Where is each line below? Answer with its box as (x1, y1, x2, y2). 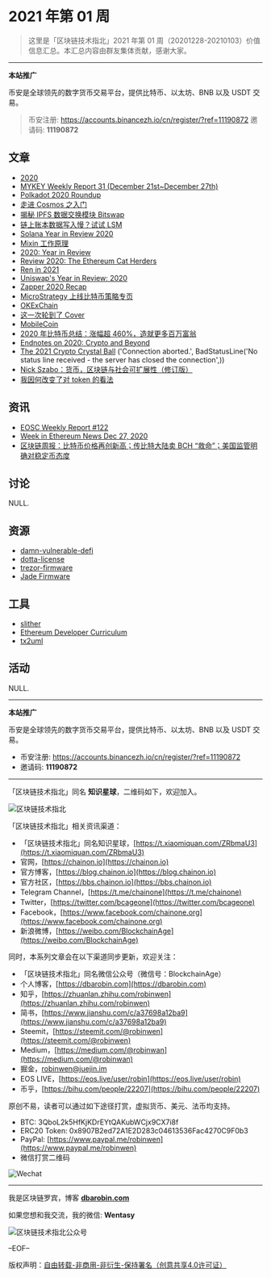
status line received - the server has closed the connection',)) (19, 354, 225, 364)
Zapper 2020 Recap (19, 282, 87, 291)
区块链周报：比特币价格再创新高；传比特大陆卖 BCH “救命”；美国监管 (19, 441, 251, 450)
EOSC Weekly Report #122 (19, 422, 109, 432)
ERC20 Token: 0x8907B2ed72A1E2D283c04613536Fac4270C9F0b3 (19, 1125, 248, 1135)
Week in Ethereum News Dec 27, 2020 (19, 431, 148, 441)
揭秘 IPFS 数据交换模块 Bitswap (19, 209, 125, 219)
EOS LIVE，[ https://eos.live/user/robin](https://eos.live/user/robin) (19, 1074, 241, 1083)
